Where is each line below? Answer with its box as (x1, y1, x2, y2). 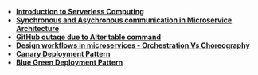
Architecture (15, 24, 60, 33)
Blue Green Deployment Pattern (15, 57, 123, 67)
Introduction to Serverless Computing (15, 7, 145, 16)
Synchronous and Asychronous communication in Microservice (15, 15, 233, 25)
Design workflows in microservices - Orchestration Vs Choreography (15, 41, 251, 50)
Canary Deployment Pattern (15, 49, 111, 58)
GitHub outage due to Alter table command (15, 32, 162, 41)
